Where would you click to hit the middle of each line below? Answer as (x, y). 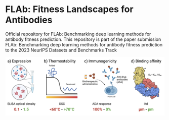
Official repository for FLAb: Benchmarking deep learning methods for (78, 34)
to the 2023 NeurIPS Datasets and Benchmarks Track (61, 50)
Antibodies (29, 20)
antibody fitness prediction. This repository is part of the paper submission (83, 39)
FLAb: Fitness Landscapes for (69, 9)
